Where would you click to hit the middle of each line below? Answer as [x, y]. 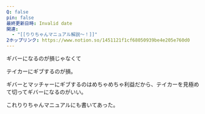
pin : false [20, 18]
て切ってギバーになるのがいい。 [47, 92]
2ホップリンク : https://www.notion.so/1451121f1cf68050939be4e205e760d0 [98, 40]
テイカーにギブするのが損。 [41, 71]
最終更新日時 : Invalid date [39, 23]
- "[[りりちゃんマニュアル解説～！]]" [55, 35]
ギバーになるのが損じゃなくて [44, 58]
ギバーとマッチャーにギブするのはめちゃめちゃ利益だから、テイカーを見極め [103, 84]
